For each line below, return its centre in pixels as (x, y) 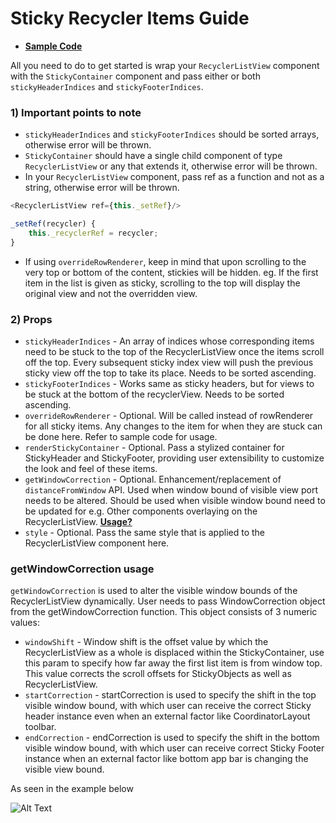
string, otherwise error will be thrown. (102, 188)
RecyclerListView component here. (97, 543)
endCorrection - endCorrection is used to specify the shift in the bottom (172, 738)
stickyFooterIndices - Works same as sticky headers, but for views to (169, 384)
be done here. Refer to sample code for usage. (121, 437)
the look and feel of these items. (91, 469)
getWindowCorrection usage (82, 569)
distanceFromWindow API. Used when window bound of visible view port (171, 490)
